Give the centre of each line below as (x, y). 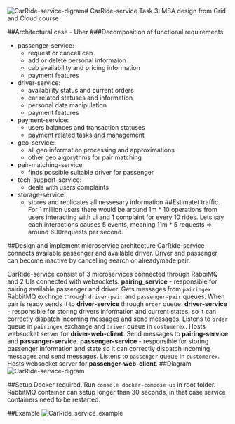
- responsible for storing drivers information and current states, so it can (112, 311)
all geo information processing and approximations (101, 150)
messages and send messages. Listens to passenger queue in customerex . (113, 356)
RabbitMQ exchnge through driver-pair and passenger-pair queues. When (116, 296)
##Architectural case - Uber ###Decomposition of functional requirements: (116, 32)
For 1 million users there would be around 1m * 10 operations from (122, 210)
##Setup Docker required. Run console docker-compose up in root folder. (112, 385)
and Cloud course (33, 18)
